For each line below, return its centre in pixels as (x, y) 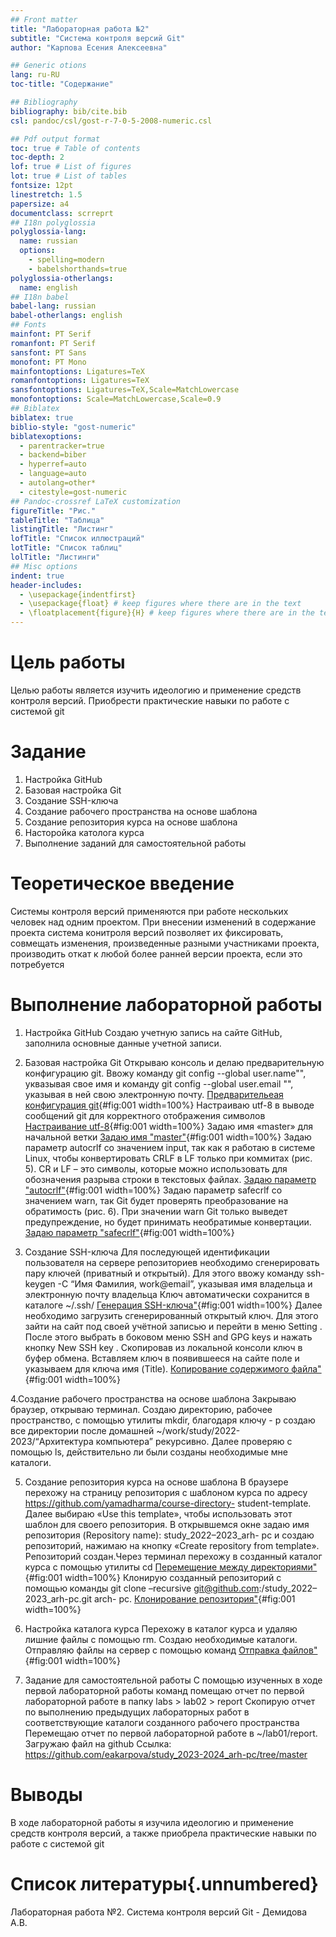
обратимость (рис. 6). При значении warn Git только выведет (156, 1211)
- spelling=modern (66, 260)
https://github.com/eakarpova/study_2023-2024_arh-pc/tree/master (166, 1754)
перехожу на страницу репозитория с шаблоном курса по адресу (166, 1492)
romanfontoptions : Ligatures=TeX (80, 381)
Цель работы (68, 662)
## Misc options (44, 566)
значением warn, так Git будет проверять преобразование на (156, 1200)
